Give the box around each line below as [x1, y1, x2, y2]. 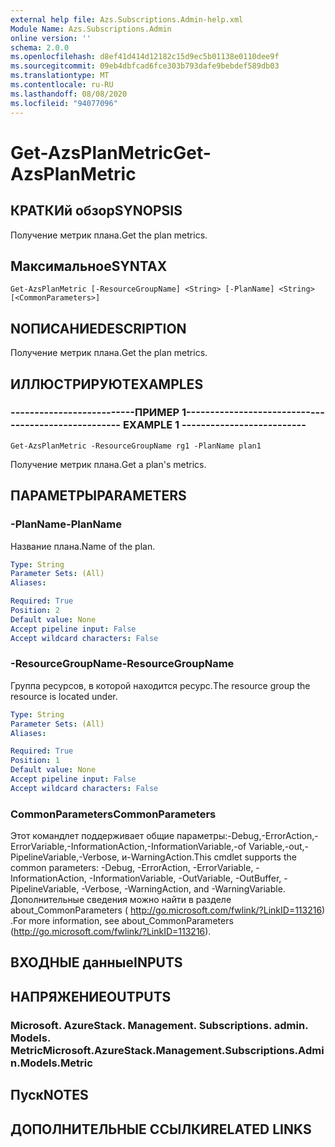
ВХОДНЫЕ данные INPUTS [10, 954, 183, 971]
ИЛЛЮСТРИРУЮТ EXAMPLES [10, 376, 204, 393]
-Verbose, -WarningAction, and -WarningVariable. [81, 883, 286, 895]
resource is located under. [10, 690, 118, 702]
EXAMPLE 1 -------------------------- [122, 418, 307, 432]
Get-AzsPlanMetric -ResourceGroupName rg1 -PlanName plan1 [10, 441, 262, 451]
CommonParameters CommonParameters [10, 807, 217, 821]
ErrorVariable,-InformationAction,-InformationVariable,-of [10, 841, 247, 853]
